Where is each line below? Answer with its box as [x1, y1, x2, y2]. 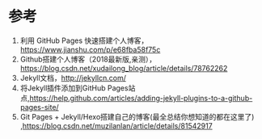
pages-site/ [19, 102, 59, 112]
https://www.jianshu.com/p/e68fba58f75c [19, 44, 161, 54]
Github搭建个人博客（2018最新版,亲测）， [19, 54, 157, 64]
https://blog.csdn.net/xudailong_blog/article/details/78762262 [19, 63, 228, 73]
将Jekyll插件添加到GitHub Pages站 [19, 82, 136, 93]
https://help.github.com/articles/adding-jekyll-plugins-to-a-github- [29, 93, 253, 103]
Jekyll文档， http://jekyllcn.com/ [19, 73, 127, 82]
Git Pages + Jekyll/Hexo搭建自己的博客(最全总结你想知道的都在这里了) [19, 112, 255, 121]
